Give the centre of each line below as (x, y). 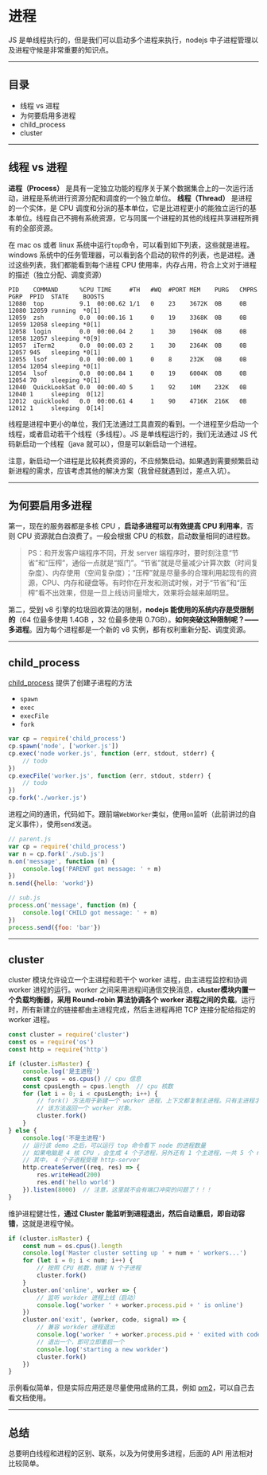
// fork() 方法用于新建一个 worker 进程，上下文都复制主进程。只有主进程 (146, 1101)
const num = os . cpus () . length (73, 1246)
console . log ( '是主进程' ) (61, 1071)
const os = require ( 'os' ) (51, 1042)
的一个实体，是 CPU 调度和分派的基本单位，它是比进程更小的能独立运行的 (129, 208)
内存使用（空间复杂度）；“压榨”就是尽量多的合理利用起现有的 (151, 573)
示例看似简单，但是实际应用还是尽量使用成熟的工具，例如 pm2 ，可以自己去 (132, 1388)
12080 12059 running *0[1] (55, 310)
